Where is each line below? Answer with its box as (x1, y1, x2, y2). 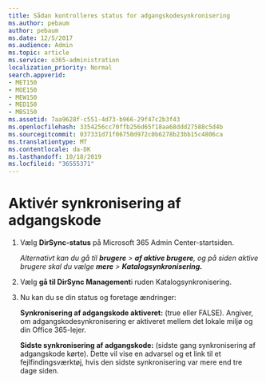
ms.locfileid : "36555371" (8, 160, 94, 168)
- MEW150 (8, 93, 38, 101)
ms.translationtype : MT (8, 137, 88, 146)
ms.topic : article (8, 49, 69, 57)
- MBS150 (8, 109, 38, 116)
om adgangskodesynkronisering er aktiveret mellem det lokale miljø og (19, 317, 253, 326)
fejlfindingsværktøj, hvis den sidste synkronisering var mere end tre (19, 357, 243, 367)
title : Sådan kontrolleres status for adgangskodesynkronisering (8, 11, 230, 20)
